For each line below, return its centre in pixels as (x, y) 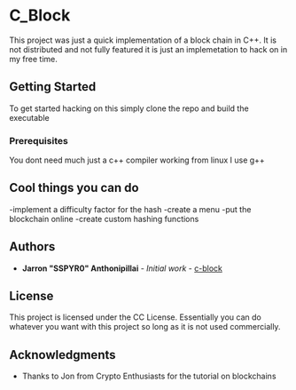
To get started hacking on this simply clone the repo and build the (129, 108)
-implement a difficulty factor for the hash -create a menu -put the (130, 209)
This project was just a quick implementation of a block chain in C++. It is (143, 40)
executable (30, 117)
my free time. (33, 59)
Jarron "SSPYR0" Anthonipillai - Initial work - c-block (122, 268)
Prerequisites (39, 140)
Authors (32, 247)
